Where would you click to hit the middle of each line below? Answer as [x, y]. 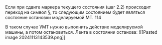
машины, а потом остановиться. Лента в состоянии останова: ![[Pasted [81, 32]
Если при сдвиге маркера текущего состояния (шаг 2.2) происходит [78, 7]
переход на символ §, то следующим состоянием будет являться [75, 12]
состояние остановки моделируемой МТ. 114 [53, 17]
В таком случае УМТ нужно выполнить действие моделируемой [74, 27]
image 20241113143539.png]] [35, 37]
